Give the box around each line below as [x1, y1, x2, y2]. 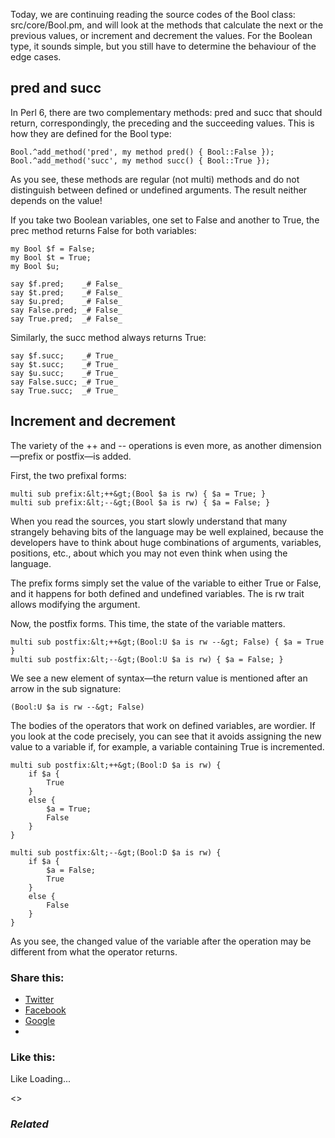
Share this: [10, 970, 65, 984]
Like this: [10, 1050, 56, 1064]
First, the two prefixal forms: [10, 469, 127, 481]
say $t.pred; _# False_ [10, 287, 123, 298]
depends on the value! [10, 194, 103, 206]
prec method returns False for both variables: [10, 224, 197, 236]
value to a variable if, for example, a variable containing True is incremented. [10, 740, 325, 753]
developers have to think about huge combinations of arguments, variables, [10, 536, 322, 548]
